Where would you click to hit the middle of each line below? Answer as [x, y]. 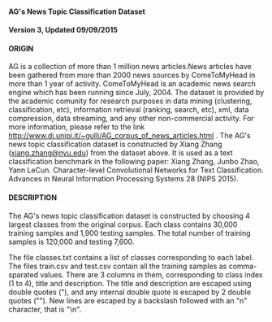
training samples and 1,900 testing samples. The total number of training [130, 233]
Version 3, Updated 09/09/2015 [63, 30]
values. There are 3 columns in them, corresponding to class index [151, 274]
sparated [24, 274]
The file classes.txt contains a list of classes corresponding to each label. [131, 257]
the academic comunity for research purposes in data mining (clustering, [130, 101]
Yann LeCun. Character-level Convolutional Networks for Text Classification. [136, 170]
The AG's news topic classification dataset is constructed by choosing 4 [129, 215]
